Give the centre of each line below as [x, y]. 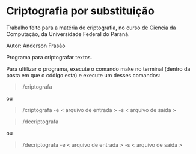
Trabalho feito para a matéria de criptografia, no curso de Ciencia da [91, 28]
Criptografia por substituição [81, 11]
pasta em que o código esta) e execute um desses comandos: [83, 75]
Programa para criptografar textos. [49, 57]
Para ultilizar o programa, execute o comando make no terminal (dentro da [98, 69]
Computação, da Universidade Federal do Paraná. [68, 34]
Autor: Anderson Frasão [36, 46]
